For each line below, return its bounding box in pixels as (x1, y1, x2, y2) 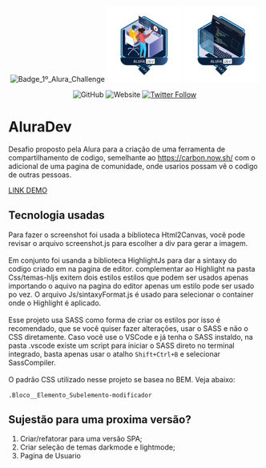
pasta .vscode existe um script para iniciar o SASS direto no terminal (8, 341, 235, 350)
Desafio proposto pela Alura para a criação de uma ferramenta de (8, 144, 226, 154)
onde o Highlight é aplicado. (8, 298, 102, 308)
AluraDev (8, 118, 72, 136)
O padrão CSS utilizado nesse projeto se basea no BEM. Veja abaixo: (8, 374, 236, 384)
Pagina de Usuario (19, 451, 82, 461)
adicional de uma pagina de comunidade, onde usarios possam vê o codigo (8, 161, 258, 171)
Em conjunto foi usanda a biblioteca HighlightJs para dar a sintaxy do (8, 255, 237, 265)
